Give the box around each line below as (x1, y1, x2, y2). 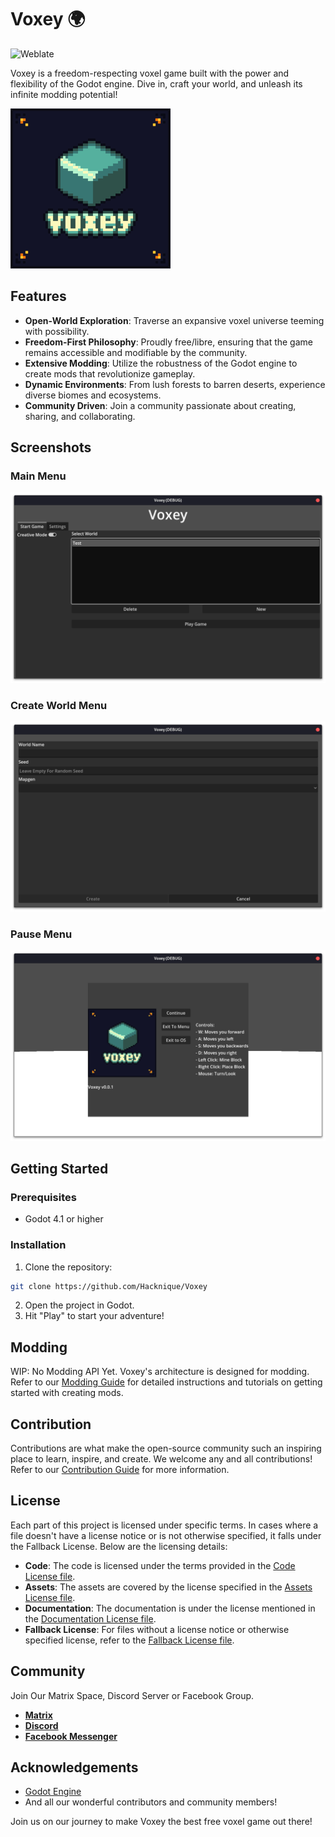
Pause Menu (10, 927, 73, 941)
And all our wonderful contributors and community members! (24, 1796, 278, 1808)
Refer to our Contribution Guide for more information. (10, 1464, 230, 1476)
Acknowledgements (10, 1759, 139, 1776)
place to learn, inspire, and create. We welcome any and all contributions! (10, 1453, 313, 1465)
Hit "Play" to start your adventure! (24, 1310, 165, 1322)
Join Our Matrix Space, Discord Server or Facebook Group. (10, 1689, 255, 1701)
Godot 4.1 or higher (24, 1213, 104, 1225)
